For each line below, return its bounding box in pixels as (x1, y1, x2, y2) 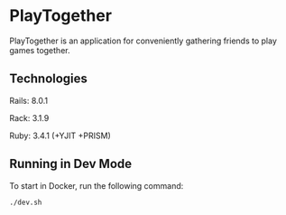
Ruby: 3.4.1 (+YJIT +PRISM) (9, 130, 111, 141)
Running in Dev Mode (9, 156, 133, 172)
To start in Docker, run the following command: (9, 180, 184, 191)
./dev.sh (9, 198, 42, 207)
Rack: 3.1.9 (9, 112, 50, 123)
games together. (9, 44, 70, 55)
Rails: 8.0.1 (9, 95, 48, 106)
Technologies (9, 71, 88, 87)
